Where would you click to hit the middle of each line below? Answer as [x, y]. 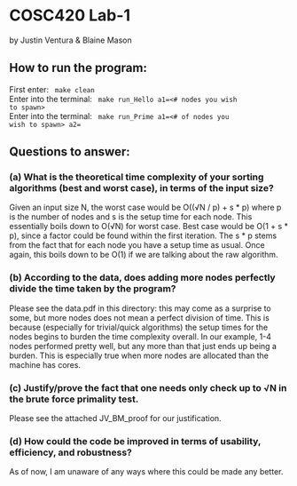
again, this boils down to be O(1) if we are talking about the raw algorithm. [144, 255]
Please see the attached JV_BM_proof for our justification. [115, 418]
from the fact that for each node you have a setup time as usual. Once [137, 245]
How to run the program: [78, 68]
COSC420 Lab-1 [70, 16]
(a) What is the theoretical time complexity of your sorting [137, 177]
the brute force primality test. [74, 399]
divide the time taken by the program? [93, 289]
